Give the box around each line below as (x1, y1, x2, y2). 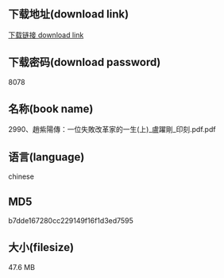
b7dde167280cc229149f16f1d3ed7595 (8, 216, 133, 226)
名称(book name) (8, 102, 94, 116)
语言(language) (8, 150, 85, 164)
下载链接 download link (8, 30, 84, 40)
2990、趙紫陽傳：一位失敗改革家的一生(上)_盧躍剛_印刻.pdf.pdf (8, 125, 216, 134)
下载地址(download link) (8, 7, 129, 21)
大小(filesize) (8, 241, 74, 254)
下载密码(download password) (8, 56, 161, 69)
